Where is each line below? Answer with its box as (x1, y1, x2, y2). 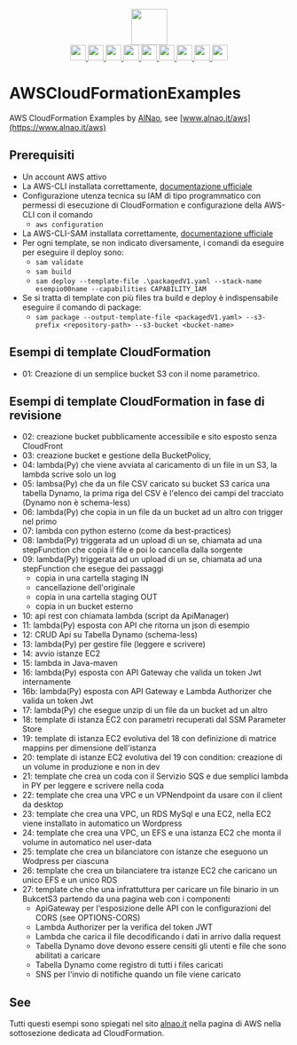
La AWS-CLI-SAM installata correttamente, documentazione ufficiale (21, 227, 273, 239)
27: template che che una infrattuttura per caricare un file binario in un (21, 884, 279, 895)
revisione (9, 408, 62, 423)
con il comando (36, 209, 93, 219)
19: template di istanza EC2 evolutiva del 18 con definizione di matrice (21, 733, 277, 744)
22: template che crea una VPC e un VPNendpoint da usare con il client (21, 790, 283, 801)
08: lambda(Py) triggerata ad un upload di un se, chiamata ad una (21, 535, 262, 546)
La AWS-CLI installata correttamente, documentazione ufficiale (21, 180, 253, 191)
